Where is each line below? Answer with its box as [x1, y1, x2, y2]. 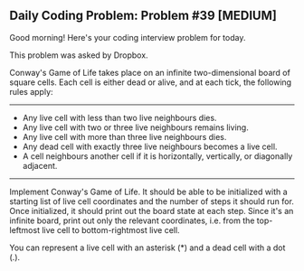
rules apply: [9, 86, 53, 97]
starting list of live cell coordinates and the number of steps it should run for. [9, 195, 294, 207]
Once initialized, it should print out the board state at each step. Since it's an [9, 205, 294, 216]
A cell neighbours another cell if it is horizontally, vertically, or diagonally [22, 150, 293, 162]
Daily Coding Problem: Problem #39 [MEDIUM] [9, 8, 278, 23]
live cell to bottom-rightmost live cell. [42, 224, 180, 235]
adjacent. [22, 160, 58, 171]
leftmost [9, 224, 41, 235]
